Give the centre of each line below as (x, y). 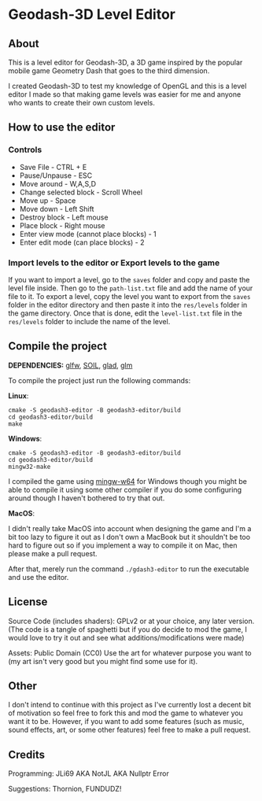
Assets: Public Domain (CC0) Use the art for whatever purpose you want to (130, 653)
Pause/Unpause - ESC (56, 175)
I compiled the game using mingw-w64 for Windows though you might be (128, 481)
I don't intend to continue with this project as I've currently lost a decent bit (130, 705)
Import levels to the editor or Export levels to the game (114, 263)
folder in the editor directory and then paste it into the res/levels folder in (128, 305)
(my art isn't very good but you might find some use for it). (103, 661)
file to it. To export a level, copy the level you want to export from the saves (129, 296)
